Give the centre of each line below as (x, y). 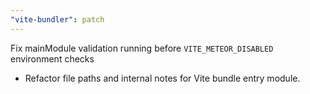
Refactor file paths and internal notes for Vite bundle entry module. (162, 78)
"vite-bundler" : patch (57, 19)
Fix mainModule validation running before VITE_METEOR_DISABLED (142, 48)
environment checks (52, 58)
